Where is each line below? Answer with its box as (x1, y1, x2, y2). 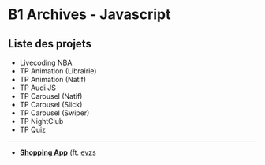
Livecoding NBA (19, 58, 73, 67)
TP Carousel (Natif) (19, 92, 83, 100)
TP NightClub (19, 117, 64, 126)
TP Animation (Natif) (19, 75, 87, 84)
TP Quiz (19, 125, 46, 134)
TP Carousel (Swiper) (19, 108, 90, 118)
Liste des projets (8, 37, 92, 51)
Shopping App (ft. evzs (19, 148, 96, 157)
